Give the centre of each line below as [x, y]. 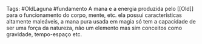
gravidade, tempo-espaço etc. [44, 34]
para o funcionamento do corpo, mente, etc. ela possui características [94, 15]
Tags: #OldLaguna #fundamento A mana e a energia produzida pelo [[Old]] [100, 9]
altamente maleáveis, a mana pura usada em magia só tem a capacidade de [101, 21]
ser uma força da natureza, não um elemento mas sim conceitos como [94, 28]
